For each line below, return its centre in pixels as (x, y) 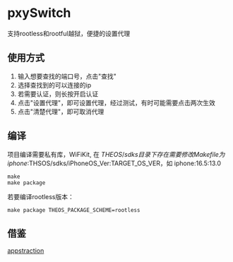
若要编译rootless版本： (41, 196)
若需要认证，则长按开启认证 (58, 94)
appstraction (26, 251)
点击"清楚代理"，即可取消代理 (61, 112)
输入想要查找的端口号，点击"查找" (67, 76)
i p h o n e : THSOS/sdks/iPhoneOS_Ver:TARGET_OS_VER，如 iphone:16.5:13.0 (114, 163)
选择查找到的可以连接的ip (54, 85)
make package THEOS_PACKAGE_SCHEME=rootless (74, 210)
